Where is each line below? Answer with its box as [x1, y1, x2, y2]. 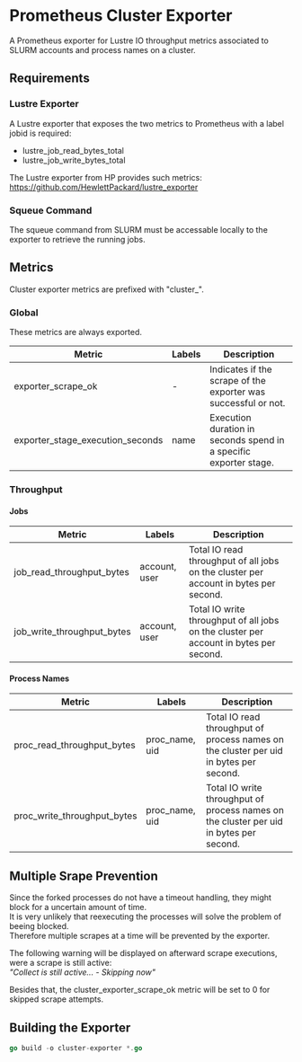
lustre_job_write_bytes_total [22, 155, 126, 165]
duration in [209, 423, 255, 436]
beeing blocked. [9, 921, 69, 932]
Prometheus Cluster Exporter [9, 5, 233, 26]
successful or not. [209, 397, 286, 410]
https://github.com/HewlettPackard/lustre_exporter [9, 181, 199, 192]
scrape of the [209, 375, 267, 387]
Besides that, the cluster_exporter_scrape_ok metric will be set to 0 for [9, 985, 271, 996]
